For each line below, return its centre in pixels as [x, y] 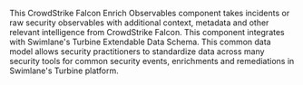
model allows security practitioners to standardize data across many [137, 52]
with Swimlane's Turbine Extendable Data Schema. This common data [140, 42]
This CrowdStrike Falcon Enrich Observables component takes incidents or [150, 13]
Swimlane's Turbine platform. [64, 71]
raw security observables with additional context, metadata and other [139, 23]
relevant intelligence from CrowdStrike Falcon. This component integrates [147, 32]
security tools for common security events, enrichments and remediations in [152, 61]
